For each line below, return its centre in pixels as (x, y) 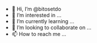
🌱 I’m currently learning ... (43, 21)
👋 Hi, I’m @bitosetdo (36, 9)
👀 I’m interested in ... (36, 15)
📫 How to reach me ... (39, 34)
